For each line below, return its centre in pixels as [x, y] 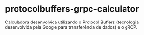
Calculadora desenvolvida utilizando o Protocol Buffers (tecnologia [72, 22]
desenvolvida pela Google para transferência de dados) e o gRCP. [71, 27]
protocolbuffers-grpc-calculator [72, 9]
